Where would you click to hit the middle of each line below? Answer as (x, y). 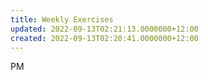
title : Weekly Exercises (62, 19)
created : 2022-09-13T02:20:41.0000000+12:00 (104, 38)
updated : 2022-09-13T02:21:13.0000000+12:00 (104, 29)
